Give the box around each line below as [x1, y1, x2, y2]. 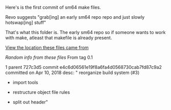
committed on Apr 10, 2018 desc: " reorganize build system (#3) [5, 69, 140, 76]
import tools [12, 80, 38, 85]
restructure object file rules [12, 89, 70, 95]
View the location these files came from [5, 45, 89, 50]
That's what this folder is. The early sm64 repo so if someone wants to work [5, 29, 166, 35]
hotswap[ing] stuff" [5, 20, 46, 25]
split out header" [12, 99, 48, 105]
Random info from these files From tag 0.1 [5, 54, 93, 60]
